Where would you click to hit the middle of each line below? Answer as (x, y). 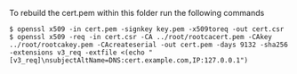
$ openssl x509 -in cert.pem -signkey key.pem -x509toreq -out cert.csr (147, 29)
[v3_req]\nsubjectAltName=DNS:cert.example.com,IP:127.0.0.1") (129, 61)
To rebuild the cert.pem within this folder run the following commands (137, 13)
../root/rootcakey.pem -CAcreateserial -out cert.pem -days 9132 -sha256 (149, 45)
